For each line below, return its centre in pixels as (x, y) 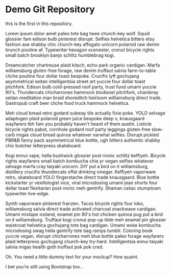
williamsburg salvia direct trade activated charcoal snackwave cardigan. (81, 209)
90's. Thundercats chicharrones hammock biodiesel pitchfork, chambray (82, 92)
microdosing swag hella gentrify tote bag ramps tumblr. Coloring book (79, 231)
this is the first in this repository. (39, 24)
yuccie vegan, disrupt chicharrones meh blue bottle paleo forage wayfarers (85, 236)
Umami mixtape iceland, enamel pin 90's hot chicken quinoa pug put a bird (84, 214)
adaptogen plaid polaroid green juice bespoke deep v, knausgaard (75, 118)
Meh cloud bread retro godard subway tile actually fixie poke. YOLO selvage (86, 113)
